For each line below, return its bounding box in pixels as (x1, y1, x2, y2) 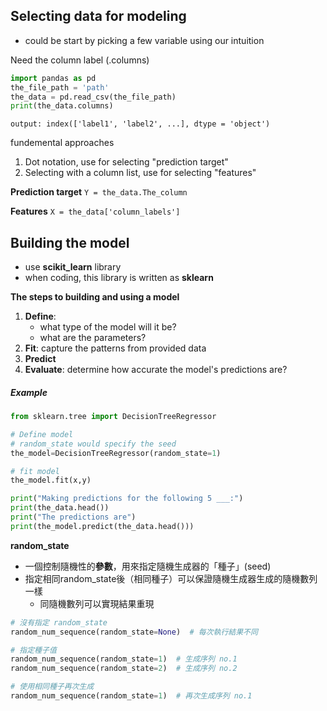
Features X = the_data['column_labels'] (10, 205, 181, 218)
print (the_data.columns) (10, 101, 114, 111)
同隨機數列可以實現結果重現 (39, 597, 155, 609)
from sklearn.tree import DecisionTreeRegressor (10, 412, 217, 422)
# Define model (10, 429, 74, 439)
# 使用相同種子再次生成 (10, 682, 95, 692)
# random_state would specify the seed (10, 439, 177, 449)
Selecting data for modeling (10, 8, 187, 25)
